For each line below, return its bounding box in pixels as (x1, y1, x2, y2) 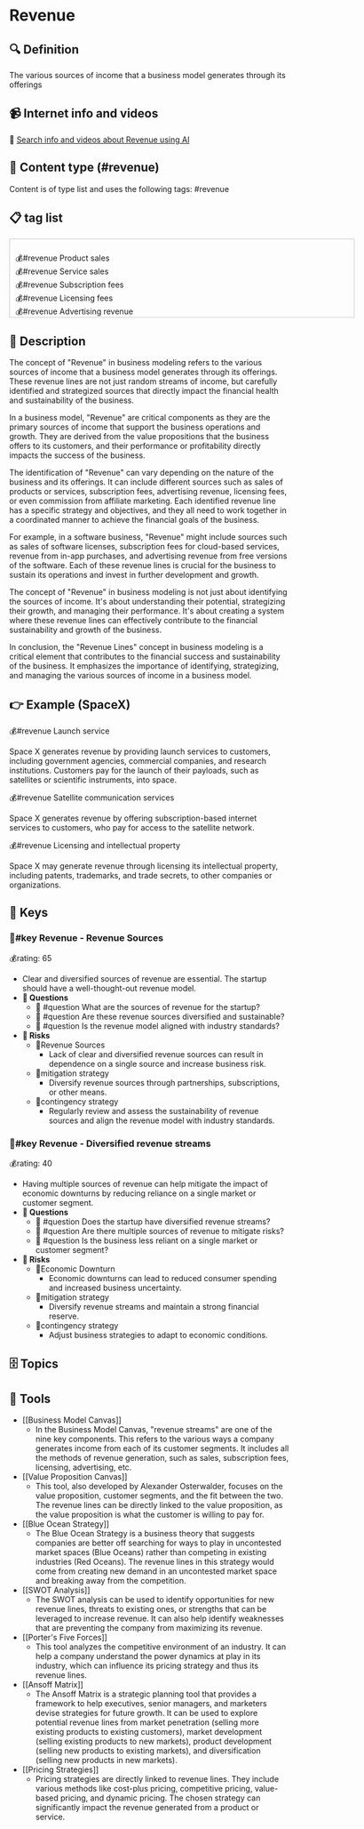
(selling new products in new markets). (35, 1755, 178, 1766)
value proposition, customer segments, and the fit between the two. (35, 1490, 284, 1501)
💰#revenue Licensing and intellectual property (9, 840, 180, 851)
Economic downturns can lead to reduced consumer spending (48, 1273, 277, 1284)
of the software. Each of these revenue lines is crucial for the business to (9, 560, 277, 571)
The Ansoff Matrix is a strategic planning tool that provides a (35, 1689, 257, 1699)
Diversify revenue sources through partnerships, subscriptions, (48, 1077, 281, 1087)
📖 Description (9, 333, 86, 349)
